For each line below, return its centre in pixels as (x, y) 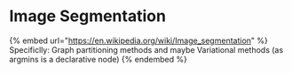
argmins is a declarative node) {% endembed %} (99, 59)
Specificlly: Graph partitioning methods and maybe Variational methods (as (146, 49)
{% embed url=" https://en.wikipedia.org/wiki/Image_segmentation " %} (138, 40)
